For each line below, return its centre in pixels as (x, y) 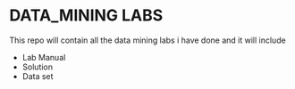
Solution (38, 67)
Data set (38, 76)
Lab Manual (44, 57)
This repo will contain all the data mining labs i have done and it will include (147, 40)
